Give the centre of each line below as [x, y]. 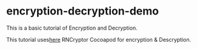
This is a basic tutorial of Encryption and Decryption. [72, 28]
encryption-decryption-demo [83, 11]
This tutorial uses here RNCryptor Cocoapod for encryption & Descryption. [99, 39]
